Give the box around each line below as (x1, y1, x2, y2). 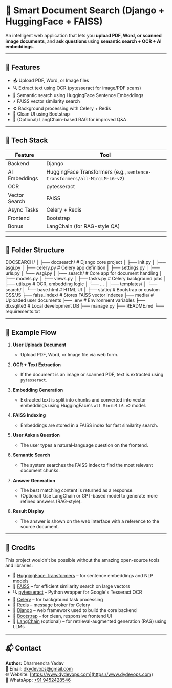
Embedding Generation (12, 387, 63, 393)
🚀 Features (5, 63, 40, 72)
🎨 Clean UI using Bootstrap (12, 110, 70, 117)
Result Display (12, 508, 45, 514)
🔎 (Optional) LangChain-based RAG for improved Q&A (12, 116, 126, 122)
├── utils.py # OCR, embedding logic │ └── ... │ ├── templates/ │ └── (5, 281, 158, 287)
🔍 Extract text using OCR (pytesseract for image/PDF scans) (12, 85, 142, 91)
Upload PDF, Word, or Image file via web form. (20, 352, 119, 358)
